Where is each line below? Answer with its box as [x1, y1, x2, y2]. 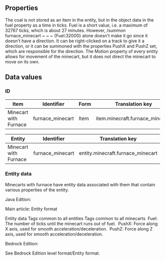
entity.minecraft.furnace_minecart [79, 149, 158, 156]
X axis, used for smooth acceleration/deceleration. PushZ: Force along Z [5, 226, 153, 232]
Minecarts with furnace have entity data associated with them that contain [5, 181, 156, 187]
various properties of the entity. [5, 187, 69, 193]
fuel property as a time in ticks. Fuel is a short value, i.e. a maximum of [5, 22, 148, 28]
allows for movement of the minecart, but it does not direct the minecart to [5, 54, 156, 59]
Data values [5, 73, 42, 82]
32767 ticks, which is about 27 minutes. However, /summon [5, 27, 126, 33]
